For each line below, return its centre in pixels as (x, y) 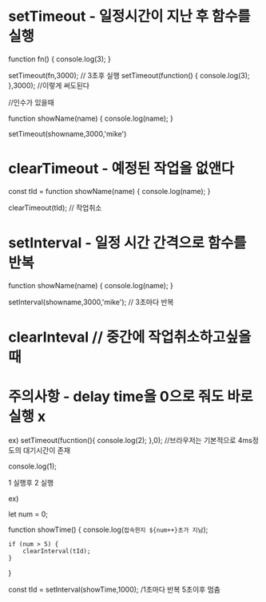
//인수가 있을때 (31, 102)
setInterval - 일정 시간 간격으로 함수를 (127, 243)
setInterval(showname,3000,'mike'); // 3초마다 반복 (91, 302)
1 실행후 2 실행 (31, 482)
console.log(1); (33, 466)
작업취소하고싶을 (199, 337)
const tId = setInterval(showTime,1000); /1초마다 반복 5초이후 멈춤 (115, 589)
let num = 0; (28, 514)
